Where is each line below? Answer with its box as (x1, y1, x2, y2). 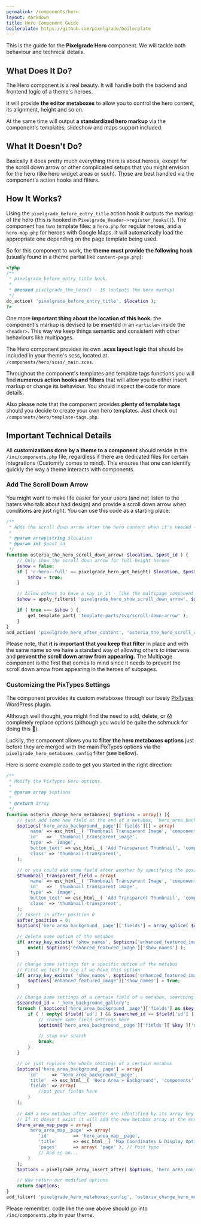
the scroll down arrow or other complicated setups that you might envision (6, 163, 190, 171)
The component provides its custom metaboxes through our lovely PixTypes (6, 694, 194, 702)
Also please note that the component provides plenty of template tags (6, 400, 181, 408)
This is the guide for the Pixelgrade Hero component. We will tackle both (6, 42, 186, 49)
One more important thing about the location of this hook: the (6, 314, 162, 321)
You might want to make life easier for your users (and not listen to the (6, 494, 179, 501)
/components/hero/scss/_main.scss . (6, 358, 94, 365)
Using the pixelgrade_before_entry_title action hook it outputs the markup (6, 209, 194, 216)
